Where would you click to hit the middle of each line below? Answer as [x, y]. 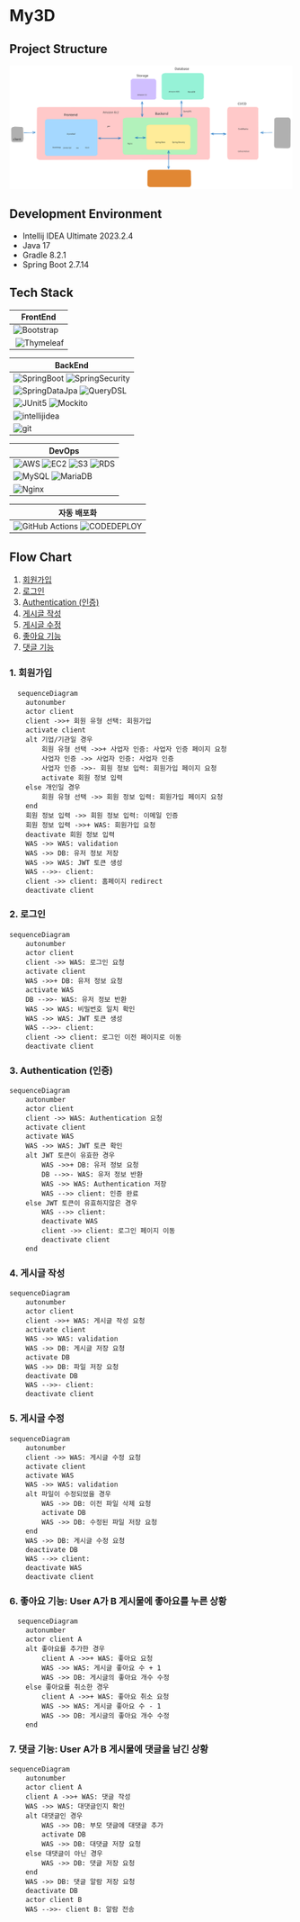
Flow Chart [40, 557]
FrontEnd [39, 317]
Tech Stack [41, 293]
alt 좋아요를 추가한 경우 [66, 1648]
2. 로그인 [28, 915]
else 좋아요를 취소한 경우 [67, 1687]
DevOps [64, 450]
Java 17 [36, 245]
